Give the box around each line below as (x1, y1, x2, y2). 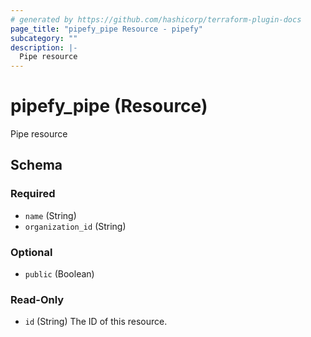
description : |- (10, 42, 78, 53)
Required (10, 187, 56, 201)
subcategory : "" (10, 33, 78, 43)
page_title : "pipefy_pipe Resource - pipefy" (10, 24, 203, 34)
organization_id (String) (24, 220, 127, 232)
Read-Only (10, 292, 65, 306)
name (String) (24, 209, 77, 221)
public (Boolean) (24, 268, 95, 280)
